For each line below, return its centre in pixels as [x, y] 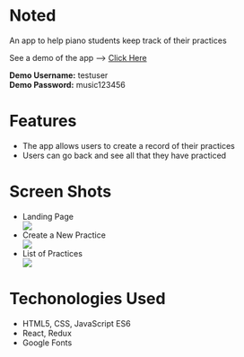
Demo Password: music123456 [67, 84]
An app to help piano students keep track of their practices [118, 40]
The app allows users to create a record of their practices [128, 145]
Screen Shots [61, 192]
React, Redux [47, 333]
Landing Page [48, 216]
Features [43, 121]
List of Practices [52, 253]
